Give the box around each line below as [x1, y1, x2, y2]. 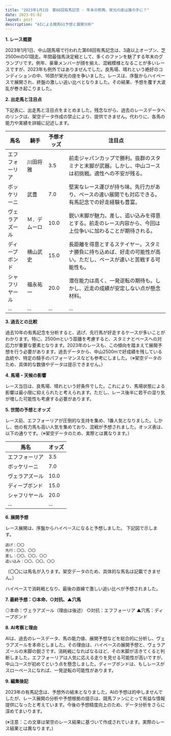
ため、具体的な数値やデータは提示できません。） [5, 361, 106, 367]
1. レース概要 [5, 36, 32, 42]
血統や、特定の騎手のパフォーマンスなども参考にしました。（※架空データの [5, 355, 162, 361]
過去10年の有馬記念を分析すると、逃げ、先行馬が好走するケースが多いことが [5, 330, 165, 336]
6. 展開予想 [5, 514, 29, 521]
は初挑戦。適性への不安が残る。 [68, 170, 146, 177]
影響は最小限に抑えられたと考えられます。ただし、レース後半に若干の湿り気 [5, 389, 165, 396]
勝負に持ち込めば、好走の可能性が [73, 249, 156, 256]
